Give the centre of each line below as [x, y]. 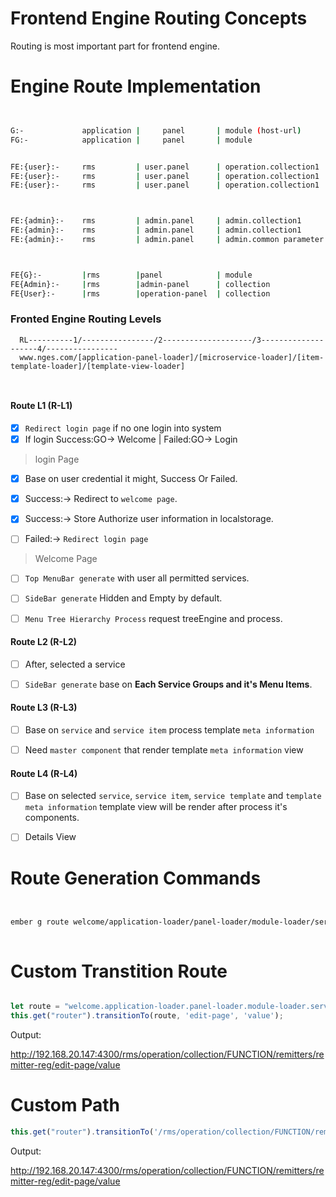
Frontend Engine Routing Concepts [159, 18]
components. [52, 818]
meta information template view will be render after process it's [156, 807]
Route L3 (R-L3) [44, 708]
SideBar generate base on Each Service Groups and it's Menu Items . [168, 684]
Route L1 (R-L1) [41, 406]
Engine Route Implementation [136, 86]
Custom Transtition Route [119, 971]
